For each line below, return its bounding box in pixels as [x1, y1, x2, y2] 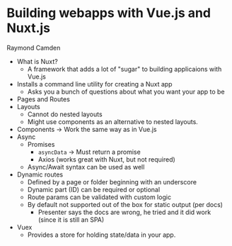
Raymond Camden [6, 43, 61, 52]
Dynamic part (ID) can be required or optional [27, 185, 161, 194]
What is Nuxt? [16, 57, 58, 65]
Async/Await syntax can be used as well [27, 162, 145, 171]
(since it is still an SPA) [37, 215, 105, 224]
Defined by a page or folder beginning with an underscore [27, 177, 197, 186]
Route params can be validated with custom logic [27, 193, 171, 201]
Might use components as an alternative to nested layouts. [27, 117, 199, 125]
